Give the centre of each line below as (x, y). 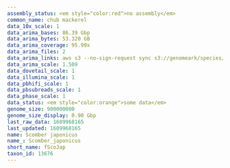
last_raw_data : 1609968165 (46, 122)
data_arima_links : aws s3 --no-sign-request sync (79, 58)
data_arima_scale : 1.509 (42, 64)
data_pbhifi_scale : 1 (38, 84)
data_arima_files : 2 (37, 52)
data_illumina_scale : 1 (41, 77)
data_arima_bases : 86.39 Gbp (49, 33)
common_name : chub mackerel (47, 20)
